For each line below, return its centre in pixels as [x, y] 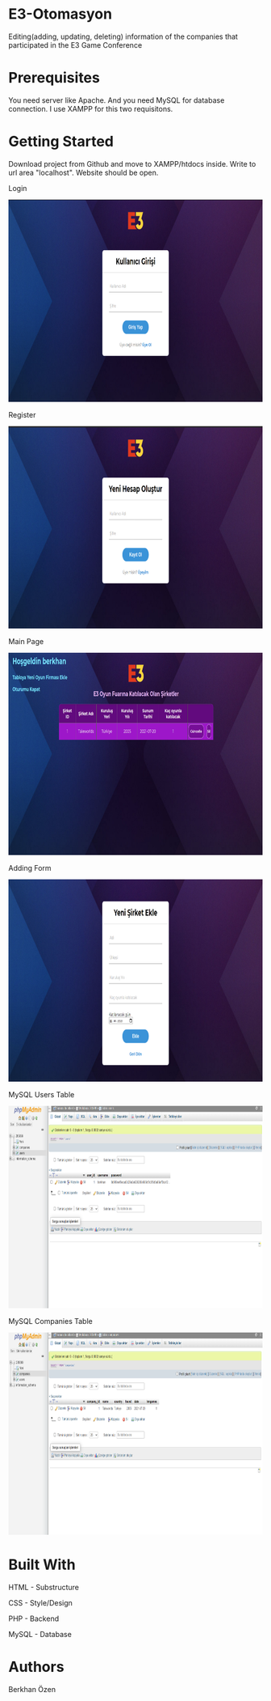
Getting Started [61, 142]
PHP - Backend [33, 1618]
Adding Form [30, 867]
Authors [36, 1667]
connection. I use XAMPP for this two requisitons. [91, 108]
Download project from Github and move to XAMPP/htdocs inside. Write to [132, 163]
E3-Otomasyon [60, 14]
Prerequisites [54, 78]
